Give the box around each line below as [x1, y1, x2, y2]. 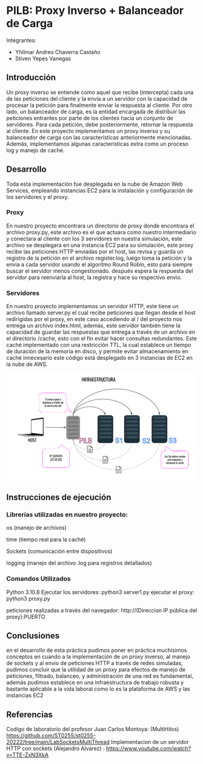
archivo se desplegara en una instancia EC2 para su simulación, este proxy [6, 241, 194, 249]
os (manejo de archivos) [6, 524, 67, 532]
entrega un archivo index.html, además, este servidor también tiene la [6, 322, 181, 330]
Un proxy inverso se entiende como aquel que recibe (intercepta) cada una [6, 89, 194, 96]
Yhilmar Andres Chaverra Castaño [15, 48, 101, 55]
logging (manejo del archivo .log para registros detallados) [6, 559, 153, 567]
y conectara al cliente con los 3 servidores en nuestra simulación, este [6, 235, 183, 242]
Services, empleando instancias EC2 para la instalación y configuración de [6, 186, 193, 194]
